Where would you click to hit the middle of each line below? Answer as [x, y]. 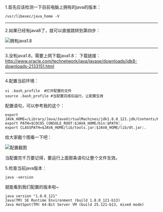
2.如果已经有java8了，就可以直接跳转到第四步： [53, 30]
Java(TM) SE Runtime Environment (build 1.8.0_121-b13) [63, 200]
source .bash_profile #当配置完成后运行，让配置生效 [54, 96]
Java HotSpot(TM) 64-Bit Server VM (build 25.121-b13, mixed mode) [75, 205]
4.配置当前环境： [22, 81]
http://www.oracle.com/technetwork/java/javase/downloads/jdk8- [71, 61]
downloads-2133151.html [30, 66]
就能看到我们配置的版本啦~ [32, 187]
